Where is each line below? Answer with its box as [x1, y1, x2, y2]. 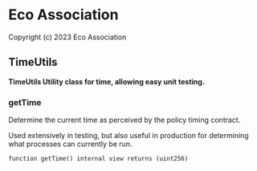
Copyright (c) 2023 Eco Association [8, 32, 127, 42]
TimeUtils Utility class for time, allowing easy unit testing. [8, 76, 205, 86]
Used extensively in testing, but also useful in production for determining [8, 131, 249, 140]
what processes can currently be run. [8, 139, 133, 149]
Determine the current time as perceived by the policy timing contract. [8, 115, 241, 125]
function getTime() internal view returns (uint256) [8, 155, 189, 163]
